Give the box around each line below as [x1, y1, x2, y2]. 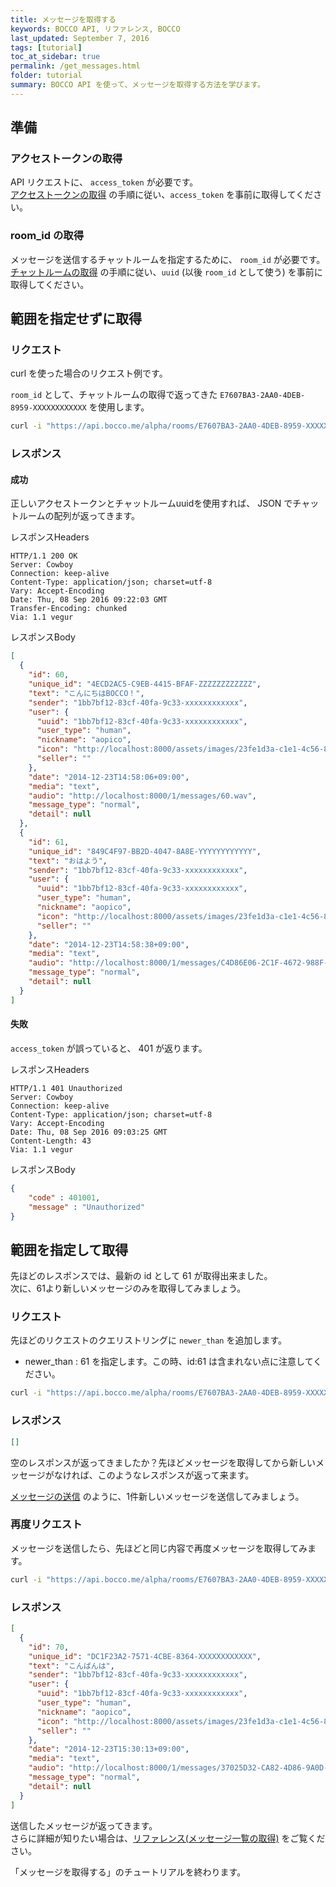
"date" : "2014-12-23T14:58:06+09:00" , [28, 772, 190, 782]
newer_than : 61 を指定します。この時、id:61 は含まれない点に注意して [24, 1356, 314, 1368]
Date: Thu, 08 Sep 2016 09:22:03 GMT [10, 595, 168, 605]
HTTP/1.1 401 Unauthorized [10, 1083, 123, 1093]
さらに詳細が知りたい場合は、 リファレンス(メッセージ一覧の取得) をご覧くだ [10, 1832, 326, 1844]
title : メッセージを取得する [10, 14, 117, 25]
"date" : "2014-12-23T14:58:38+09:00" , [28, 939, 190, 950]
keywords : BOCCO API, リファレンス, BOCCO [10, 24, 181, 34]
